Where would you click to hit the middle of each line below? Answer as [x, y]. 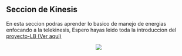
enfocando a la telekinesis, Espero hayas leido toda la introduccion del [91, 30]
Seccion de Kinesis [42, 10]
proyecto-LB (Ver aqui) [34, 36]
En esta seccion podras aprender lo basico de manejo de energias [86, 23]
